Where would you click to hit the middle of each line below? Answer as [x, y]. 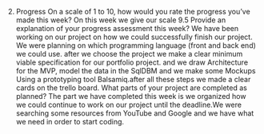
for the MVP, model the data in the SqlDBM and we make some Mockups [136, 71]
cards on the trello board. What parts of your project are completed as [132, 88]
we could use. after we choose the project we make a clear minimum [129, 54]
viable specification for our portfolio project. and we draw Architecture [132, 62]
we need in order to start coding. [70, 122]
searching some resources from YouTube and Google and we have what [135, 113]
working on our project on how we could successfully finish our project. [134, 37]
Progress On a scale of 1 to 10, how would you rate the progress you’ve [133, 12]
